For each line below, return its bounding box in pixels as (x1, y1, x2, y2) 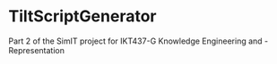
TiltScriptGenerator (8, 6, 157, 27)
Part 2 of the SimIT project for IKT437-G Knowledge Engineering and (8, 36, 263, 46)
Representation (8, 44, 65, 55)
